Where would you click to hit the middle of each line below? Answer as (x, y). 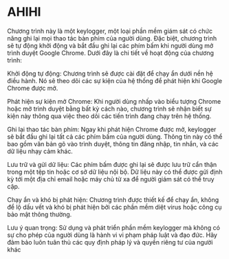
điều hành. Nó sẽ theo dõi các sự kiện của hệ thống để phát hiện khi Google (115, 80)
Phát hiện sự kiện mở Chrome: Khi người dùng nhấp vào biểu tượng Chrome (114, 101)
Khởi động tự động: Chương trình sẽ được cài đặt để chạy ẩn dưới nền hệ (110, 74)
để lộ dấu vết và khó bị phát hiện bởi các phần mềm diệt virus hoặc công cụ (115, 207)
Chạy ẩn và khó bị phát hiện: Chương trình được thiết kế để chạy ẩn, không (113, 199)
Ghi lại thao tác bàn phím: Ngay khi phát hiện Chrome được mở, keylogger (112, 129)
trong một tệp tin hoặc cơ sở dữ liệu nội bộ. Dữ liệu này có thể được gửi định (115, 172)
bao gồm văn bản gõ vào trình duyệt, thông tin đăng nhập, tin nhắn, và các (113, 144)
